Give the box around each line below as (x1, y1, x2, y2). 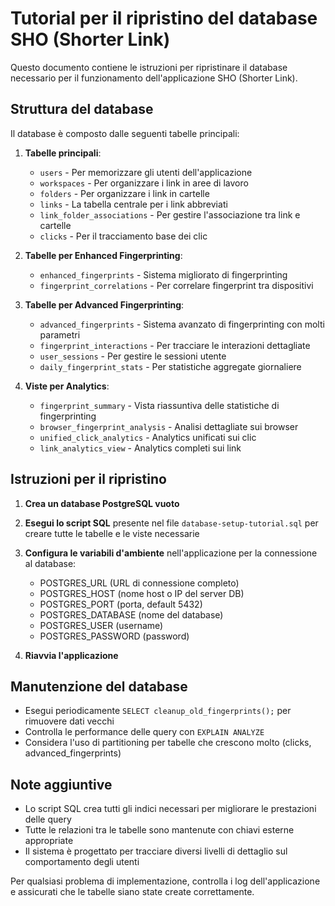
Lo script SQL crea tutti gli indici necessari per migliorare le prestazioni (24, 803, 317, 815)
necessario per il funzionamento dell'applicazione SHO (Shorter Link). (10, 72, 298, 84)
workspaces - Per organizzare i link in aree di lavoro (39, 177, 249, 189)
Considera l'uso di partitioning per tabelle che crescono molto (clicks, (24, 737, 312, 749)
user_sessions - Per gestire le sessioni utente (39, 350, 227, 362)
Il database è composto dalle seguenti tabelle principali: (10, 127, 240, 139)
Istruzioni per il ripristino (10, 471, 167, 488)
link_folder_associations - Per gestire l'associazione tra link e (39, 208, 301, 221)
